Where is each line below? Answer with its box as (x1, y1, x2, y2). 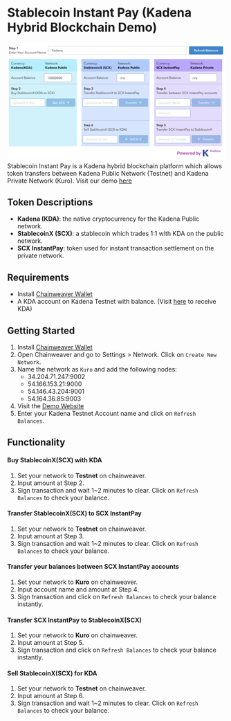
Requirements (7, 271, 69, 283)
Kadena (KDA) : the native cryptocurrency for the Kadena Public (17, 215, 200, 223)
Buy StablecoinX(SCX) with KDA (7, 456, 102, 464)
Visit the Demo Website (17, 402, 84, 410)
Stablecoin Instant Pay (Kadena (7, 5, 192, 21)
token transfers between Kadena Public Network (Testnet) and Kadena (7, 169, 209, 177)
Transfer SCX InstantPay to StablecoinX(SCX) (7, 616, 142, 624)
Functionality (7, 437, 66, 448)
